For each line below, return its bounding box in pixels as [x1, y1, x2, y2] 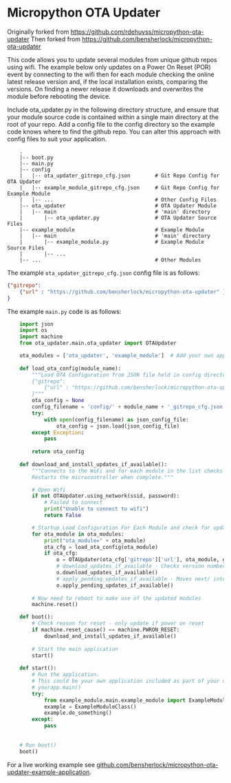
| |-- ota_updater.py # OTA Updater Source [19, 214, 217, 221]
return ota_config [32, 448, 85, 455]
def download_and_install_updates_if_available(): [19, 461, 168, 468]
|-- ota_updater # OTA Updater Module [19, 202, 217, 209]
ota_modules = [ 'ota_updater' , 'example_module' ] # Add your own [19, 353, 214, 359]
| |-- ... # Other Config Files [19, 196, 217, 203]
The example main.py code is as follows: [7, 307, 122, 315]
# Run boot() [19, 742, 57, 749]
